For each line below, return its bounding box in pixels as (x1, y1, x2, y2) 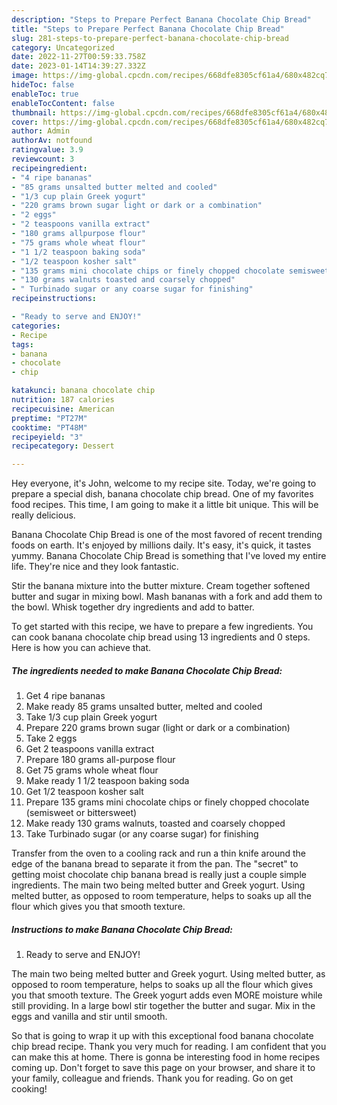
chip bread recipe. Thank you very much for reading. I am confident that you (11, 1041, 327, 1053)
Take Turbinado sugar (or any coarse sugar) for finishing (25, 828, 259, 840)
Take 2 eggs (25, 732, 78, 745)
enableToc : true (11, 89, 79, 99)
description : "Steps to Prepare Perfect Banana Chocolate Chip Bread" (11, 14, 312, 25)
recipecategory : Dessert (11, 441, 115, 451)
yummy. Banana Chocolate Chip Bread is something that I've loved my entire (11, 550, 327, 562)
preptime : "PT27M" (11, 413, 88, 423)
